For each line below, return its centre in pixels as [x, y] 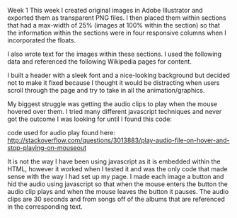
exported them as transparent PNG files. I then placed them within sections [117, 18]
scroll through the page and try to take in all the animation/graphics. [106, 90]
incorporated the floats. [42, 40]
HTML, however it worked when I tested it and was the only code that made [117, 169]
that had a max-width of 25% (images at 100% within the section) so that [114, 25]
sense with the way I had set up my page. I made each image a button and [116, 177]
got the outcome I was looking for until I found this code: [89, 119]
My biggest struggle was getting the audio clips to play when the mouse [112, 104]
